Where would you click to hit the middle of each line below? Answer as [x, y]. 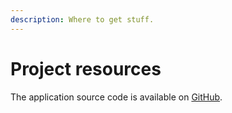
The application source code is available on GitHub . [116, 97]
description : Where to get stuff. [82, 19]
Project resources [86, 68]
